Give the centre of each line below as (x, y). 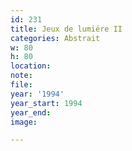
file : (21, 85)
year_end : (31, 112)
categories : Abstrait (55, 38)
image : (24, 122)
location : (31, 66)
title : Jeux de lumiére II (66, 29)
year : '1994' (37, 94)
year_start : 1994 (46, 103)
